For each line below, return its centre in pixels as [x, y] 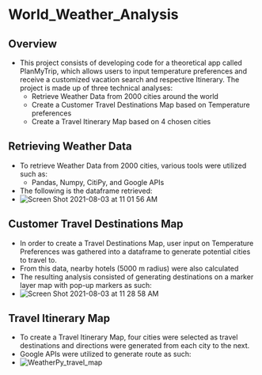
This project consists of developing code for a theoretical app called [131, 62]
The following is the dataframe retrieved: [86, 191]
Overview [33, 44]
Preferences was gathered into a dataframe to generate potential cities [135, 252]
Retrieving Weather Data [70, 147]
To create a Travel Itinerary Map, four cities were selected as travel [129, 337]
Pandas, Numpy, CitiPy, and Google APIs [98, 182]
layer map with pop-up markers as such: [85, 285]
